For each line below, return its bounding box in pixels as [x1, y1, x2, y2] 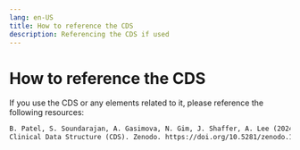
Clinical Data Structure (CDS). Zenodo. [9, 133, 162, 142]
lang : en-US [9, 12, 54, 22]
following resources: [9, 107, 85, 118]
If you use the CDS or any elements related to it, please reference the [9, 97, 264, 108]
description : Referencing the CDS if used [9, 29, 170, 38]
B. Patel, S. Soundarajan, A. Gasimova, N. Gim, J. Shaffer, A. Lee [9, 124, 270, 134]
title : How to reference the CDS [9, 21, 134, 30]
